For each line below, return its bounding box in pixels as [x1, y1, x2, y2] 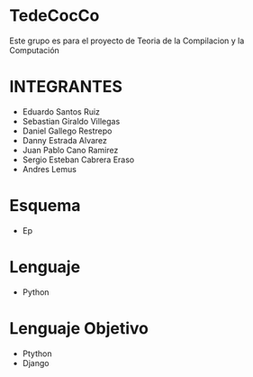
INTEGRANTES [9, 77, 123, 97]
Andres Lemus [22, 163, 77, 174]
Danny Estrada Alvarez [22, 134, 108, 145]
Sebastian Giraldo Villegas [22, 115, 121, 126]
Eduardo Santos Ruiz [22, 106, 101, 117]
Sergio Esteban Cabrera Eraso [22, 154, 135, 165]
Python [22, 286, 50, 298]
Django [22, 357, 50, 368]
